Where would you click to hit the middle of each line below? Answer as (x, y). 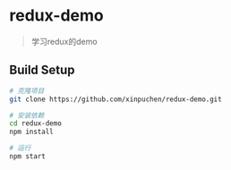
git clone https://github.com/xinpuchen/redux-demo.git (115, 99)
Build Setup (42, 70)
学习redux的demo (64, 41)
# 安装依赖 (27, 115)
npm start (28, 157)
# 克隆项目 (27, 90)
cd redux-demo (36, 123)
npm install (31, 132)
